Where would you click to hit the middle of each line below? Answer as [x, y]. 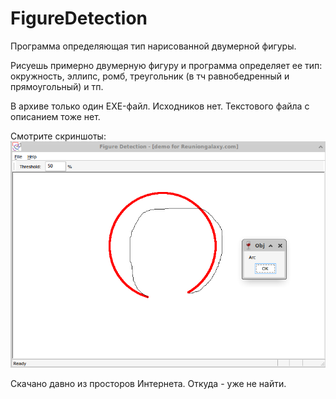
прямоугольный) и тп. [57, 86]
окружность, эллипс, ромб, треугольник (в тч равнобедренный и [150, 76]
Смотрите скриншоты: [58, 136]
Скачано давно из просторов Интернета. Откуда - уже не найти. [148, 383]
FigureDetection [79, 18]
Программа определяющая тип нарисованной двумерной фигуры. [153, 46]
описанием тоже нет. [55, 116]
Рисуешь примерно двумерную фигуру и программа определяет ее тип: [166, 65]
